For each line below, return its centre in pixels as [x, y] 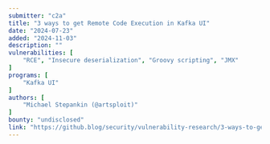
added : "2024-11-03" [43, 38]
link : [17, 127]
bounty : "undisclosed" [46, 120]
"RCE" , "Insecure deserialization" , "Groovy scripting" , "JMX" [131, 61]
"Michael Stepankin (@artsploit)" [80, 105]
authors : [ [27, 98]
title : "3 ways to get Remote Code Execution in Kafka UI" [109, 23]
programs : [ [28, 75]
